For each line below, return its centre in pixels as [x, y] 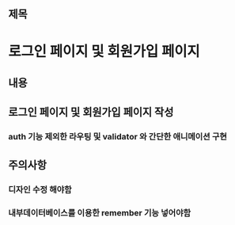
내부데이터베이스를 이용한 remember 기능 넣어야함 [100, 212]
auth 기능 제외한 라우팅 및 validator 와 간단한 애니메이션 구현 [118, 137]
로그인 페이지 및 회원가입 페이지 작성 [91, 112]
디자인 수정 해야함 [40, 189]
